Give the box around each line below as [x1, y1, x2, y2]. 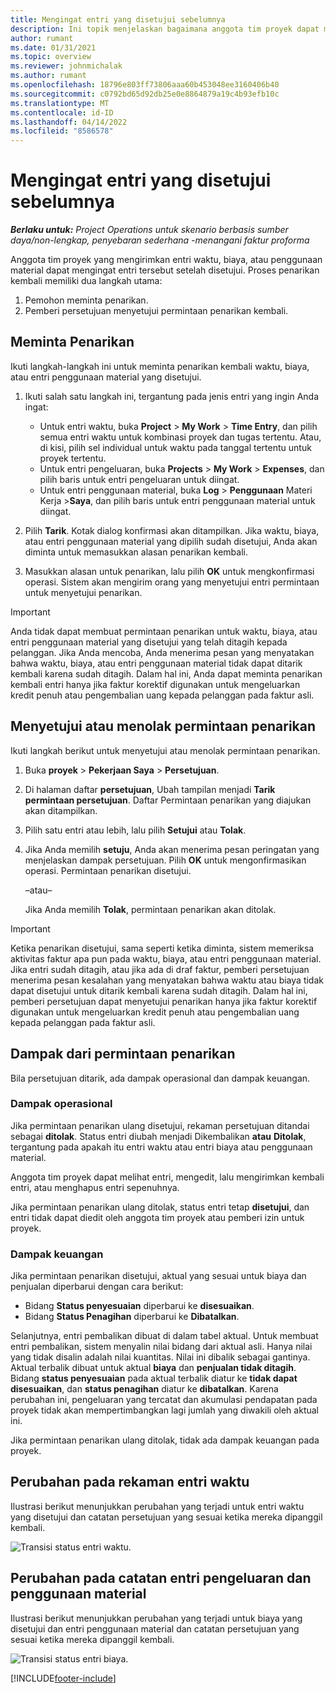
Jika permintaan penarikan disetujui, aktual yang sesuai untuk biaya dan [10, 1270, 307, 1282]
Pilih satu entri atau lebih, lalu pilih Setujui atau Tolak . [24, 824, 247, 836]
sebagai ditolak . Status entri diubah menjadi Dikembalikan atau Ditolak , [10, 1130, 307, 1142]
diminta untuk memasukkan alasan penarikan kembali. [24, 546, 248, 558]
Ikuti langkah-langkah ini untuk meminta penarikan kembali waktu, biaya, [10, 360, 310, 372]
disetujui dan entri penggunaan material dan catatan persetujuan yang [10, 1622, 300, 1635]
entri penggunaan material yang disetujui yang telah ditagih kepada [10, 636, 288, 648]
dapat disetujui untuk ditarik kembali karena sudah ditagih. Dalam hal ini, [10, 984, 308, 996]
